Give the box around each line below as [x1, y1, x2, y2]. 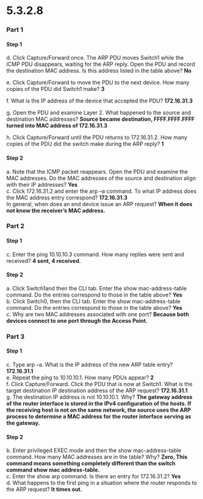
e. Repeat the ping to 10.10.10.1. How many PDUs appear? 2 [6, 373, 154, 381]
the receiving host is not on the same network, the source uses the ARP [6, 406, 191, 414]
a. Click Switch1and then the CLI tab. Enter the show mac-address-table [6, 284, 187, 292]
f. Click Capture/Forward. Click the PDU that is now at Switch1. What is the [6, 380, 193, 387]
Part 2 [6, 222, 25, 231]
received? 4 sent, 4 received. [6, 257, 81, 264]
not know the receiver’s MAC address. [6, 207, 105, 214]
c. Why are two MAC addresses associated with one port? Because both [6, 311, 189, 318]
